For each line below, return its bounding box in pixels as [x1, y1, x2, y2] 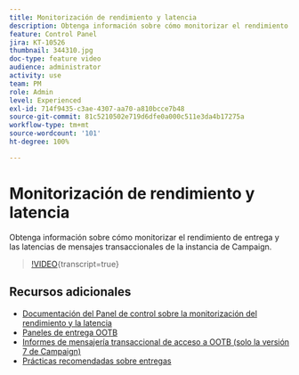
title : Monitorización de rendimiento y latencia [9, 12, 198, 22]
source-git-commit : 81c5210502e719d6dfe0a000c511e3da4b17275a [9, 112, 245, 121]
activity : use [9, 71, 62, 80]
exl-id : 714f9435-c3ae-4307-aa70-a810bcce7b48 [9, 104, 185, 113]
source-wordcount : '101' [9, 129, 101, 138]
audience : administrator [9, 63, 101, 72]
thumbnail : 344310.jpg [9, 46, 93, 55]
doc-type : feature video [9, 54, 101, 63]
